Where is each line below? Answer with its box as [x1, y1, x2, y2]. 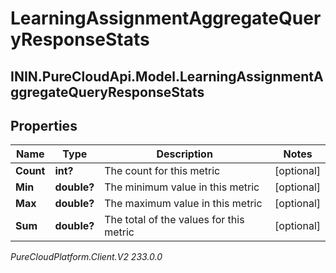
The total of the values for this [104, 213, 245, 227]
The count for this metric [104, 164, 221, 178]
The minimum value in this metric [104, 180, 260, 194]
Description [156, 147, 213, 161]
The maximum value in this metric [104, 197, 263, 211]
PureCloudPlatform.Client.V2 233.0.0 [10, 251, 163, 263]
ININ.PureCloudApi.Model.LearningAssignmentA [10, 68, 324, 85]
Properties [10, 117, 78, 134]
